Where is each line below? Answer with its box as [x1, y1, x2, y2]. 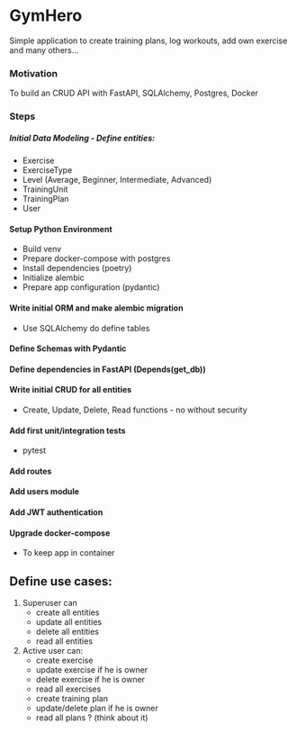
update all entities [35, 616, 102, 627]
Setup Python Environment [9, 223, 112, 234]
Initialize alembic [22, 272, 85, 284]
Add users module [9, 486, 79, 497]
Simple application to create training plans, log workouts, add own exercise [9, 35, 288, 46]
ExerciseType [22, 165, 73, 176]
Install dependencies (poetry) [22, 263, 132, 274]
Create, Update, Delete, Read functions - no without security [22, 404, 247, 415]
